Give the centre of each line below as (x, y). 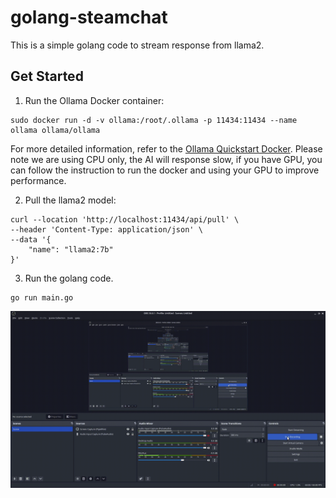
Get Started (47, 76)
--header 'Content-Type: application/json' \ (106, 229)
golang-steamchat (89, 17)
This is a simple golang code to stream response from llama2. (137, 45)
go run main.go (42, 297)
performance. (38, 180)
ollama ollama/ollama (55, 130)
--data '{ (31, 239)
